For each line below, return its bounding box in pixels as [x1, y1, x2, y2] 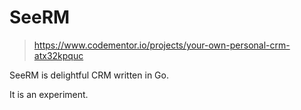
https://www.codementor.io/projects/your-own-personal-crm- [33, 39, 291, 51]
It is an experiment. [9, 88, 89, 100]
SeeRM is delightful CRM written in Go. [9, 69, 169, 81]
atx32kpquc [33, 49, 84, 61]
